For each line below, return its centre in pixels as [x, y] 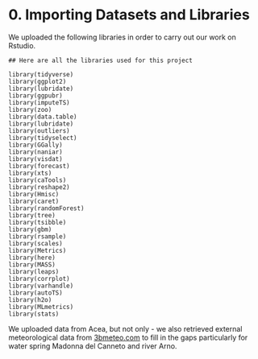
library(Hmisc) [34, 194]
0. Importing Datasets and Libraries [129, 15]
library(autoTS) [35, 293]
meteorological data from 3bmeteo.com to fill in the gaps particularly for [128, 337]
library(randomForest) [46, 208]
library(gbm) [30, 229]
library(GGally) [35, 145]
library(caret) [34, 201]
